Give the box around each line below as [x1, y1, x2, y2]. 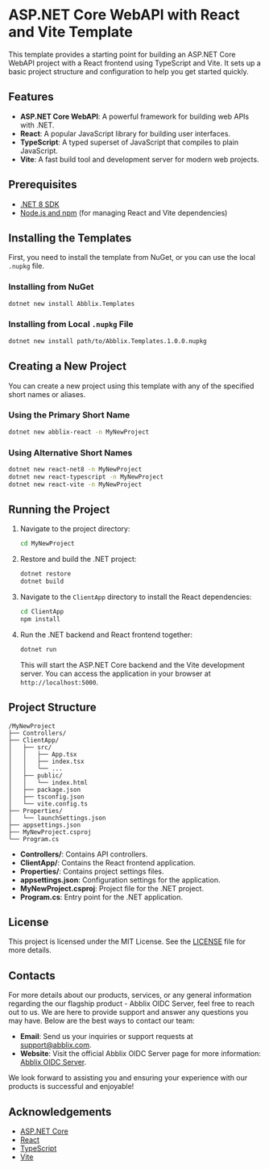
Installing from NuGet [8, 281, 94, 292]
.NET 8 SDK [19, 199, 60, 209]
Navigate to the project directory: [19, 524, 130, 534]
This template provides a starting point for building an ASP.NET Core [8, 49, 236, 59]
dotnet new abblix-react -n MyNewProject [8, 428, 150, 436]
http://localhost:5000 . [19, 677, 99, 687]
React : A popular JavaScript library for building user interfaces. [19, 128, 231, 138]
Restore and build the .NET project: [19, 555, 137, 564]
